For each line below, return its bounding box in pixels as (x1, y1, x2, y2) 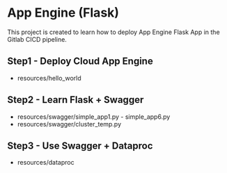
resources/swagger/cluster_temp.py (17, 120, 122, 128)
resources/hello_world (17, 74, 81, 82)
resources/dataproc (17, 158, 75, 167)
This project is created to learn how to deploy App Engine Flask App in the (7, 28, 221, 36)
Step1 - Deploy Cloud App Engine (7, 56, 153, 67)
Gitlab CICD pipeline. (7, 35, 68, 43)
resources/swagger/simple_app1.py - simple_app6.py (17, 113, 171, 121)
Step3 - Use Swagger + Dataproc (7, 140, 153, 151)
